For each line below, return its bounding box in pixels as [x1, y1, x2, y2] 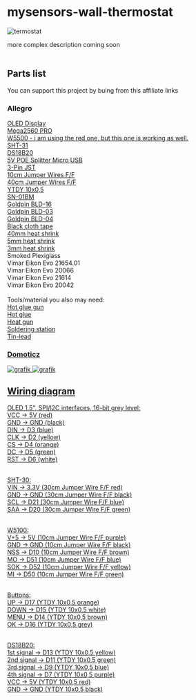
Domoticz [7, 349, 40, 359]
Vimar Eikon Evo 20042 [7, 281, 75, 289]
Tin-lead [7, 333, 32, 341]
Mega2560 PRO [7, 127, 53, 135]
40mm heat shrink [7, 230, 59, 238]
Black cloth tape [7, 222, 53, 230]
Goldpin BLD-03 [7, 208, 54, 216]
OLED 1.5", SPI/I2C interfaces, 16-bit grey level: [7, 404, 141, 412]
